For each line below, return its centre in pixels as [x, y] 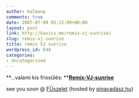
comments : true [25, 17]
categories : [21, 55]
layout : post [22, 28]
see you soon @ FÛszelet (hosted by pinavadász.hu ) [70, 89]
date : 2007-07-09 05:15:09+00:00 [47, 22]
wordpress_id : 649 [28, 50]
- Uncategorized [26, 60]
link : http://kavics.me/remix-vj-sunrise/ [59, 33]
